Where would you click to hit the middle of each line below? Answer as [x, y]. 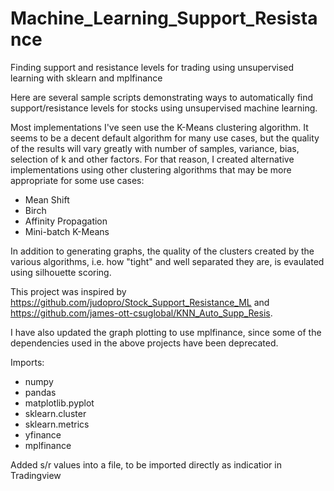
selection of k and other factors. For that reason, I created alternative [152, 159]
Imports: [27, 362]
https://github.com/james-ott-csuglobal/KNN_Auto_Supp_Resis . [141, 313]
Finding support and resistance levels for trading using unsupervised [152, 67]
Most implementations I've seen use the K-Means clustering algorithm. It [159, 127]
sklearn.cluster [55, 413]
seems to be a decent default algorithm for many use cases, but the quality [165, 138]
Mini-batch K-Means [67, 231]
